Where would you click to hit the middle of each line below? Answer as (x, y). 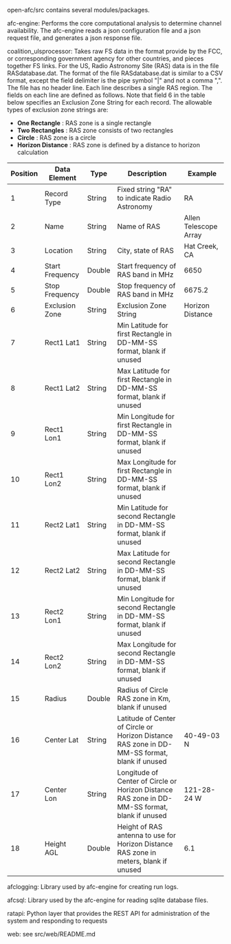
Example (202, 173)
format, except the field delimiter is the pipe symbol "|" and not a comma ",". (115, 81)
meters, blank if (142, 861)
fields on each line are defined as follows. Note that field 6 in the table (106, 95)
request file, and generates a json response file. (75, 38)
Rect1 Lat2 (62, 388)
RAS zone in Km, (143, 699)
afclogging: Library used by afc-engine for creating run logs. (93, 887)
